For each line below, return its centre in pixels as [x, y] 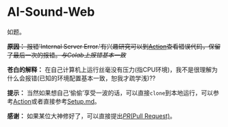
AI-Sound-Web [51, 12]
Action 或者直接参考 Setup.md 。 [57, 101]
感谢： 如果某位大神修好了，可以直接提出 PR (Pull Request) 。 [91, 116]
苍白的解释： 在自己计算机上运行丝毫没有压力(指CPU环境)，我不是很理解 [110, 69]
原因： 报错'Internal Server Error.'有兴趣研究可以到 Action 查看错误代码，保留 [114, 46]
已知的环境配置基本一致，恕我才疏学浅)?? [98, 78]
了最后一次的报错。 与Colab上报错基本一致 [67, 55]
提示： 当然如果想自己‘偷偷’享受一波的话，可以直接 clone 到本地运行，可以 [110, 93]
